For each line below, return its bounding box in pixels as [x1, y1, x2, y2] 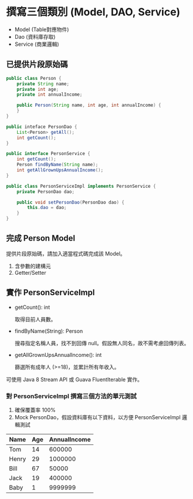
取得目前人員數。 [14, 315, 56, 323]
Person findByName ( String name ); [16, 162, 99, 168]
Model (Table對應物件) [14, 26, 69, 33]
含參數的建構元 [14, 262, 51, 269]
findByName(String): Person [14, 327, 83, 335]
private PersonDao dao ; [16, 188, 75, 194]
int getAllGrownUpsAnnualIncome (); [16, 167, 104, 173]
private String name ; [16, 80, 69, 87]
